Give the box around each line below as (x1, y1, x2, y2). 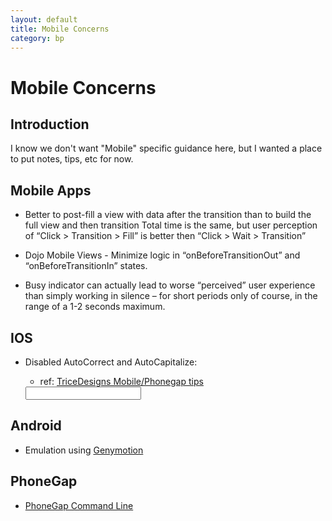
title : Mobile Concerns (10, 24, 110, 34)
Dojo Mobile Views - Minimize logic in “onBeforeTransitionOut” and (24, 249, 301, 261)
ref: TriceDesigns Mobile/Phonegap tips (39, 376, 204, 387)
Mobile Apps (10, 182, 92, 199)
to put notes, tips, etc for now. (10, 153, 134, 165)
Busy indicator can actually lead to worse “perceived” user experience (24, 279, 316, 291)
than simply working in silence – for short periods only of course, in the (24, 290, 318, 302)
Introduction (10, 116, 90, 133)
